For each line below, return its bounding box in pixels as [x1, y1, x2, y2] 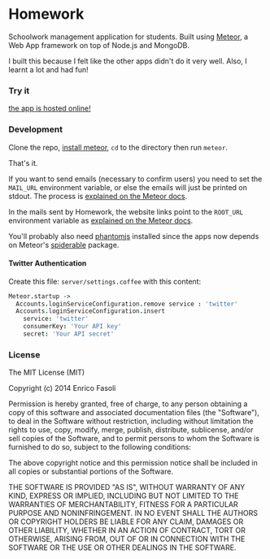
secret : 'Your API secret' [23, 330, 115, 338]
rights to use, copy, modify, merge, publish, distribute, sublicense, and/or [8, 425, 254, 435]
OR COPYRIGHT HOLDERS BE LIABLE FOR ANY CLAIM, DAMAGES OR [8, 517, 244, 526]
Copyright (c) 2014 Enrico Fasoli [8, 383, 116, 393]
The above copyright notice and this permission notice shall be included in [8, 458, 258, 468]
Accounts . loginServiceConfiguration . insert [15, 307, 165, 315]
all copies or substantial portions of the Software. [8, 466, 173, 476]
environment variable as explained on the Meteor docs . [8, 215, 194, 225]
